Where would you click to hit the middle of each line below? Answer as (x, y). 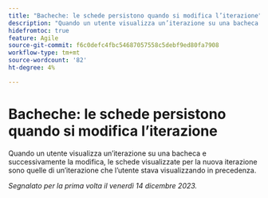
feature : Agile (33, 38)
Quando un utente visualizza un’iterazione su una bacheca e (108, 153)
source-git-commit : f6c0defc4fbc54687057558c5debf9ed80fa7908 (114, 46)
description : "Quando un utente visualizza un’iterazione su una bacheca (134, 23)
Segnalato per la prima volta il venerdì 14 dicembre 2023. (103, 185)
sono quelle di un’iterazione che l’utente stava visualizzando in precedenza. (132, 170)
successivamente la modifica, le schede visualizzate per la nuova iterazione (133, 161)
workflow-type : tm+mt (44, 53)
